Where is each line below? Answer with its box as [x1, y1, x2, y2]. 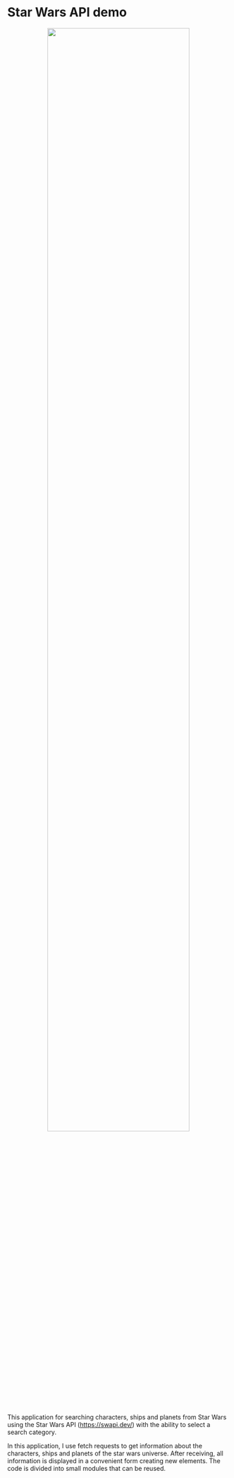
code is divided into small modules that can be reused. [7, 1464, 166, 1472]
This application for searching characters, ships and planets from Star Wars [7, 1412, 227, 1421]
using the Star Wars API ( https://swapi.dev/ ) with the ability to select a [7, 1420, 211, 1428]
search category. [7, 1428, 57, 1436]
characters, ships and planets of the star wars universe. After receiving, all [7, 1449, 223, 1457]
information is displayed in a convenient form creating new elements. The [7, 1456, 221, 1465]
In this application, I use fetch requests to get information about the [7, 1441, 203, 1450]
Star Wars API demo [7, 4, 128, 21]
